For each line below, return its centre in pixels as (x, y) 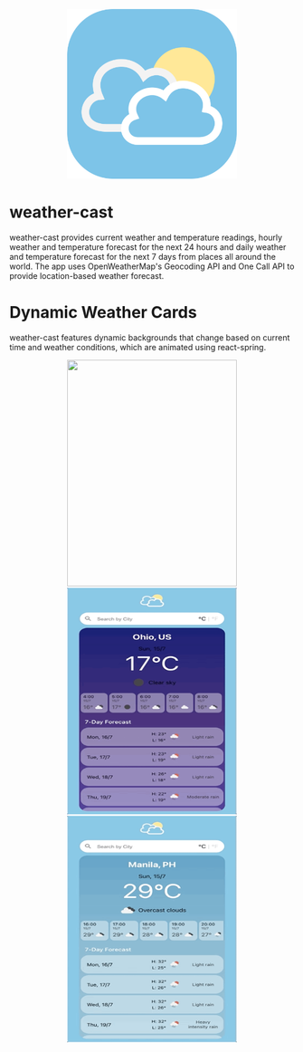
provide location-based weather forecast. (87, 275)
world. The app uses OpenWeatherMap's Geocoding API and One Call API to (152, 266)
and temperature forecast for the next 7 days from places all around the (142, 256)
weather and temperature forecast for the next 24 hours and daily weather (148, 247)
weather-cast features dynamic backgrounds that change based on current (150, 337)
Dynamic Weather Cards (103, 313)
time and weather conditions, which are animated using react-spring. (138, 347)
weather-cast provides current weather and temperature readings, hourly (146, 237)
